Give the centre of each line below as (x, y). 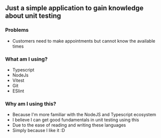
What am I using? (27, 59)
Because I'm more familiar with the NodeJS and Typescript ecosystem (84, 115)
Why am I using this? (31, 104)
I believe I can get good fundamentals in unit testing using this (76, 120)
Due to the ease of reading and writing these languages (69, 125)
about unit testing (33, 16)
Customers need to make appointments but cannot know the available (84, 41)
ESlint (18, 91)
